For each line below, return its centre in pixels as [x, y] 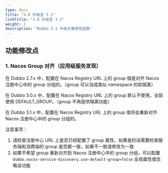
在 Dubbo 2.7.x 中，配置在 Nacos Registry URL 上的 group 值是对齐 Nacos [82, 78]
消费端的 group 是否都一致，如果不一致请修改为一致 [80, 146]
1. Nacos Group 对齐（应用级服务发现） [53, 66]
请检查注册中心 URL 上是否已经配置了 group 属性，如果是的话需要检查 [85, 140]
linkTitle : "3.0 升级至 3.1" [35, 19]
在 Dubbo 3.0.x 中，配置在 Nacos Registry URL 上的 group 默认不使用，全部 [84, 95]
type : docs [17, 10]
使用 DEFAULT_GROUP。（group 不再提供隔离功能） [59, 101]
